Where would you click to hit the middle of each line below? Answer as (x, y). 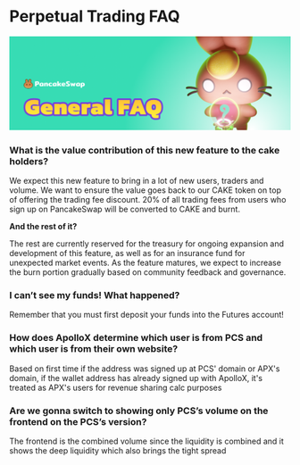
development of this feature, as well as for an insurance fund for (127, 253)
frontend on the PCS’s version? (78, 421)
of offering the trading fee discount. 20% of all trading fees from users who (148, 200)
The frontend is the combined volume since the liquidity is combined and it (146, 441)
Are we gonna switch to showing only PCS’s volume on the (139, 411)
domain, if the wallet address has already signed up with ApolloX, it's (136, 378)
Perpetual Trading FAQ (95, 17)
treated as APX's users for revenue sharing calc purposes (116, 387)
